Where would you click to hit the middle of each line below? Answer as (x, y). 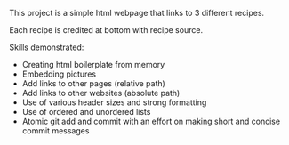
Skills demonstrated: (47, 47)
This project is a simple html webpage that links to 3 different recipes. (137, 13)
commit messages (56, 131)
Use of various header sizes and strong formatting (114, 102)
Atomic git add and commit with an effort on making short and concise (151, 121)
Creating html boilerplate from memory (93, 64)
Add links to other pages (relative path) (94, 83)
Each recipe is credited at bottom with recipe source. (106, 30)
